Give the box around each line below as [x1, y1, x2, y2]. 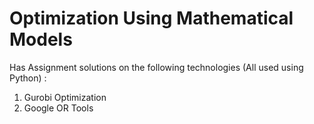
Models [9, 28, 73, 51]
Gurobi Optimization [23, 91, 107, 103]
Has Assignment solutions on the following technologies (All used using [9, 61, 304, 73]
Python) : [9, 72, 47, 84]
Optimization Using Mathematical [9, 7, 294, 30]
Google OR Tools [23, 102, 94, 114]
